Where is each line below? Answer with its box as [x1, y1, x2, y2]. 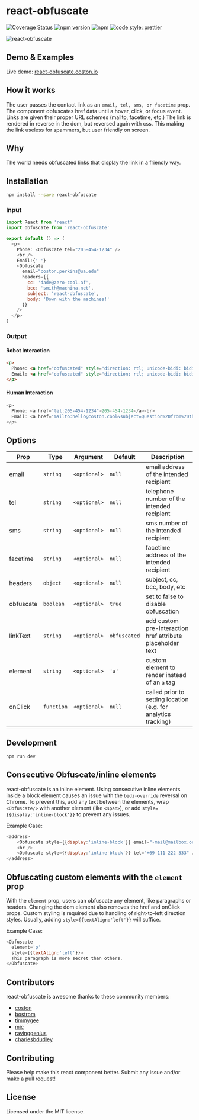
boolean [43, 601, 65, 608]
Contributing [6, 1053, 54, 1063]
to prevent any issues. [76, 810, 130, 818]
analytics [146, 710, 171, 718]
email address [146, 463, 185, 471]
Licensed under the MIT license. [6, 1108, 85, 1115]
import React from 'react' [6, 219, 73, 226]
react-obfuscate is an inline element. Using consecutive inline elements [6, 785, 181, 792]
